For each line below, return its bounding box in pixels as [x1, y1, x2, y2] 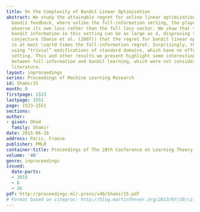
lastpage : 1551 [6, 97, 44, 103]
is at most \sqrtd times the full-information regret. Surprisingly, [11, 42, 187, 48]
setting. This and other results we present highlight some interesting [11, 53, 196, 59]
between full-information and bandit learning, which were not [11, 58, 171, 64]
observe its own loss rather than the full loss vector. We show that [11, 25, 190, 31]
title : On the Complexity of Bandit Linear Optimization [6, 8, 151, 15]
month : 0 [6, 86, 28, 92]
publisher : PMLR [6, 141, 46, 147]
